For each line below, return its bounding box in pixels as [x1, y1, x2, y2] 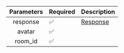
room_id [14, 37, 38, 45]
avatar [17, 27, 35, 35]
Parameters [9, 8, 43, 15]
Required [49, 8, 75, 15]
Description [80, 8, 116, 15]
